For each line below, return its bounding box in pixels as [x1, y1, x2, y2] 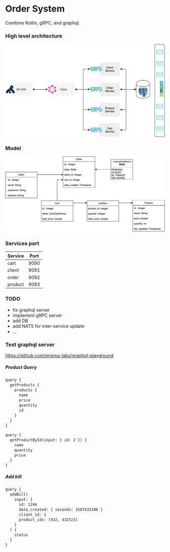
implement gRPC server [12, 312, 62, 318]
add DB [12, 317, 29, 324]
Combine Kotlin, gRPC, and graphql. [5, 20, 80, 26]
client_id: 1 [18, 512, 47, 517]
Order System [5, 3, 65, 15]
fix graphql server [12, 307, 50, 313]
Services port [5, 240, 39, 247]
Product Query [5, 364, 37, 370]
